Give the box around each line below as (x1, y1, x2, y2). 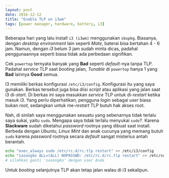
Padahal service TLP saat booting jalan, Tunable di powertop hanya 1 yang (5, 66, 157, 72)
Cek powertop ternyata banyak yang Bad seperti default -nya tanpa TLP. (5, 61, 153, 67)
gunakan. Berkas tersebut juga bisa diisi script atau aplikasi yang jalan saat (5, 86, 160, 93)
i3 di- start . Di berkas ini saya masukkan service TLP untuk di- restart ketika (5, 92, 160, 98)
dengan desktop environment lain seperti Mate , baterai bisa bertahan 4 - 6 (5, 41, 160, 47)
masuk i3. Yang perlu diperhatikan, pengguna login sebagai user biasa (5, 97, 151, 103)
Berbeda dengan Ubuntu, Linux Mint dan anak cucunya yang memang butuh (5, 128, 163, 134)
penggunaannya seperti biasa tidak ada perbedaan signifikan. (5, 51, 133, 57)
